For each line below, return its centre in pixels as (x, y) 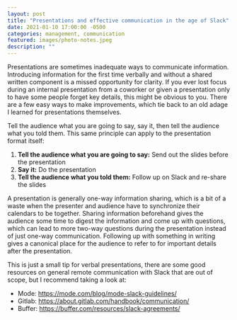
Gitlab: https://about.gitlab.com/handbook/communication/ (103, 301)
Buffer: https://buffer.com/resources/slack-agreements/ (99, 308)
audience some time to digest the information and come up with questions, (116, 221)
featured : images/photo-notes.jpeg (60, 40)
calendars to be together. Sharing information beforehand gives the (105, 213)
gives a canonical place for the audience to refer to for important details (112, 244)
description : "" (31, 47)
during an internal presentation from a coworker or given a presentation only (119, 90)
